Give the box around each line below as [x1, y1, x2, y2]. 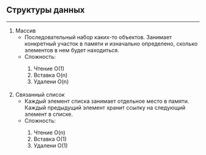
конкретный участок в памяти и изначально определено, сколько [24, 40, 198, 47]
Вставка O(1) [33, 135, 67, 143]
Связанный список [15, 91, 65, 98]
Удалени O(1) [33, 142, 68, 149]
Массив [15, 27, 36, 34]
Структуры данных [6, 5, 85, 15]
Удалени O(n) [33, 78, 69, 85]
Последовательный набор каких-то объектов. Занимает [24, 33, 172, 40]
